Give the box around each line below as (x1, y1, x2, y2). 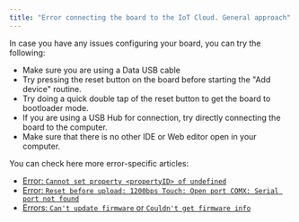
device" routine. (22, 83, 83, 94)
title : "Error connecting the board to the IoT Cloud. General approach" (9, 13, 292, 22)
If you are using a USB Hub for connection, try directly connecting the (22, 112, 281, 123)
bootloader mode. (22, 102, 89, 113)
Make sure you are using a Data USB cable (22, 64, 181, 75)
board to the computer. (22, 122, 108, 132)
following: (9, 47, 46, 58)
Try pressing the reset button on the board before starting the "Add (22, 73, 271, 85)
